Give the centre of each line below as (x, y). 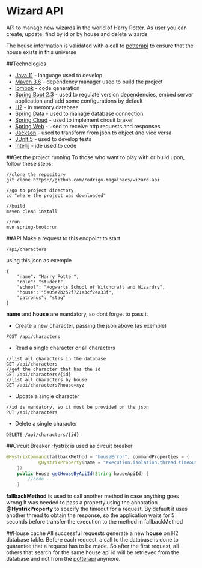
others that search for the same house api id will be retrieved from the (93, 552)
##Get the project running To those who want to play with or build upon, (96, 157)
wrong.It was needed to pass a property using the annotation (82, 503)
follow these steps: (29, 163)
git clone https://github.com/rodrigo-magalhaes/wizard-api (83, 180)
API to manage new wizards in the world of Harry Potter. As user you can (97, 28)
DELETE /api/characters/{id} (43, 434)
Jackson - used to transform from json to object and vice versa (93, 133)
